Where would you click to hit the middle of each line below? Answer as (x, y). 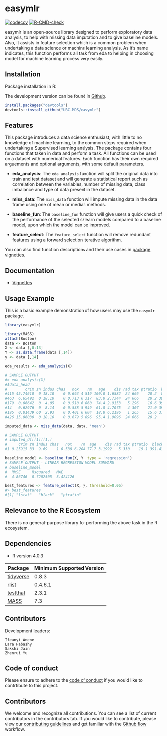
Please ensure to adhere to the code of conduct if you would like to (74, 680)
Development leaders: (28, 631)
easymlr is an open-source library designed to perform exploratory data (79, 32)
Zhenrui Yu (16, 653)
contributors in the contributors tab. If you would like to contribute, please (81, 719)
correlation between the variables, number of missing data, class (79, 184)
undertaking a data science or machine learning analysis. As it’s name (77, 48)
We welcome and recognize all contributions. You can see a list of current (81, 713)
